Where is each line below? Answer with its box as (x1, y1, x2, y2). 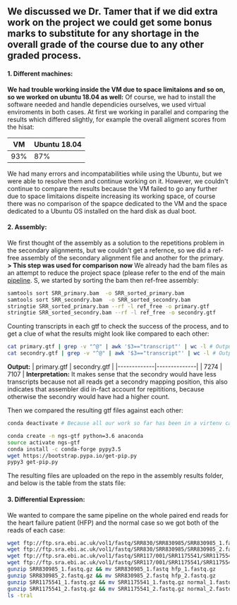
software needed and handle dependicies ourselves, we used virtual (7, 100, 206, 109)
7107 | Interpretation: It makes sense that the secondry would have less (7, 370, 217, 379)
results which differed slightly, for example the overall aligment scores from (7, 115, 226, 123)
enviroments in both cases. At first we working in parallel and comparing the (7, 107, 229, 116)
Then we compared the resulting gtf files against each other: (7, 406, 183, 415)
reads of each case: (7, 525, 66, 534)
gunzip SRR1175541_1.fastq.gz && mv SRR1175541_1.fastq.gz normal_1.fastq (7, 578, 232, 586)
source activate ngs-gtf (7, 439, 80, 446)
